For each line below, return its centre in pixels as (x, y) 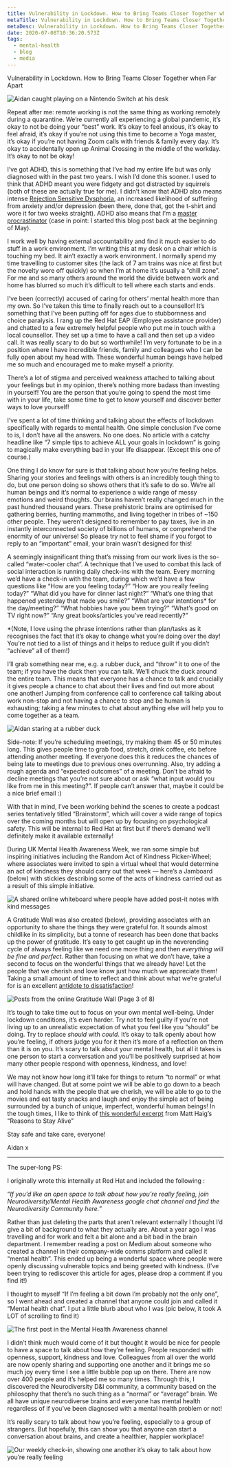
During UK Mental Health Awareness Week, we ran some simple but (103, 849)
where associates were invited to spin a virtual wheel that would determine (113, 864)
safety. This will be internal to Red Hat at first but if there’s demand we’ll (109, 828)
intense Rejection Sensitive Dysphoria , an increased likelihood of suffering (112, 198)
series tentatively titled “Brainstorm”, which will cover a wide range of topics (115, 814)
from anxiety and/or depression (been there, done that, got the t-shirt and (112, 206)
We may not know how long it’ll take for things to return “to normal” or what (114, 1077)
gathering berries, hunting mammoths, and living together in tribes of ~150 (113, 514)
